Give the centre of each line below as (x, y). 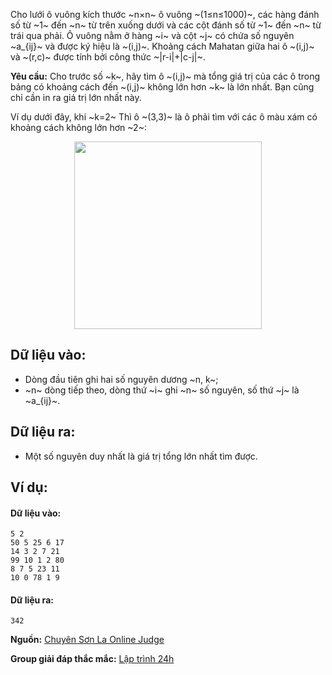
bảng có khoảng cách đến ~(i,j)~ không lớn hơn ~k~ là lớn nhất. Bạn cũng (162, 87)
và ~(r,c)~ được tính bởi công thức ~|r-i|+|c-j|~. (108, 57)
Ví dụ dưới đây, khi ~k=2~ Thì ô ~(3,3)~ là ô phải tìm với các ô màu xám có (164, 117)
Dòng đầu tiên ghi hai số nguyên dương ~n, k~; (121, 379)
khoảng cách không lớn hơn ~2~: (78, 127)
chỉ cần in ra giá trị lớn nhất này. (76, 97)
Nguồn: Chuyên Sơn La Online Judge (87, 640)
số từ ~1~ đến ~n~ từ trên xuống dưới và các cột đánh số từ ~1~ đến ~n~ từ (166, 25)
